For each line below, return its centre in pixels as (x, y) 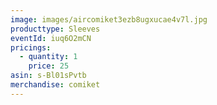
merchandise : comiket (55, 85)
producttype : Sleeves (55, 29)
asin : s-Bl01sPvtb (48, 76)
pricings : (31, 47)
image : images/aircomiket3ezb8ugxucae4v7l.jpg (109, 19)
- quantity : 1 (48, 57)
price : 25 (49, 66)
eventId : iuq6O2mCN (51, 38)
